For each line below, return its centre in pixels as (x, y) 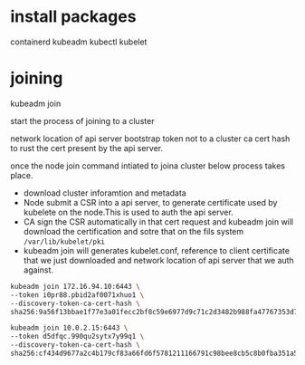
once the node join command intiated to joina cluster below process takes (148, 166)
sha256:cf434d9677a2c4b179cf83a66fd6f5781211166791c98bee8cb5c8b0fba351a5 (154, 353)
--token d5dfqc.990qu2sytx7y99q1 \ (77, 337)
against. (38, 270)
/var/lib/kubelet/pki (64, 242)
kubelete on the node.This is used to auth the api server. (128, 212)
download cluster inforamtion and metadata (105, 193)
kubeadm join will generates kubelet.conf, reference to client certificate (157, 250)
